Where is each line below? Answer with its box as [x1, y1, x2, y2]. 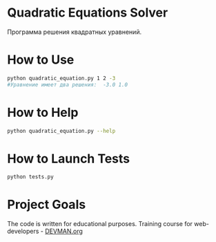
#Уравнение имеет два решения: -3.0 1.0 [7, 81, 128, 88]
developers [7, 227, 39, 236]
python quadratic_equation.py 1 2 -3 [7, 75, 116, 82]
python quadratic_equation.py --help [7, 127, 116, 134]
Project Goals [7, 197, 86, 212]
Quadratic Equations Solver [7, 5, 168, 21]
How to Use [7, 52, 75, 68]
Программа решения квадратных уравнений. [7, 28, 142, 36]
